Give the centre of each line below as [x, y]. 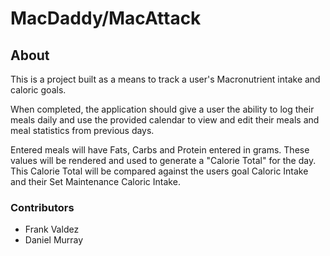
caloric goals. [38, 90]
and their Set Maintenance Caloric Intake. [95, 181]
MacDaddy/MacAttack [106, 18]
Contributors [42, 207]
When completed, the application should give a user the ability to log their [162, 109]
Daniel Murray [54, 240]
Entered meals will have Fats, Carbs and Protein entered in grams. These [160, 150]
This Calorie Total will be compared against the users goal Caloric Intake [159, 171]
